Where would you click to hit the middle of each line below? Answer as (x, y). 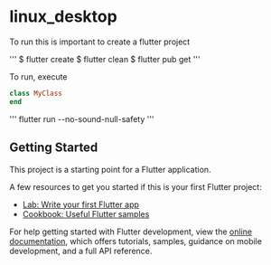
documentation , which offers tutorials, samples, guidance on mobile (135, 241)
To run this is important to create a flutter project (100, 42)
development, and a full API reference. (81, 251)
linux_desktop (63, 17)
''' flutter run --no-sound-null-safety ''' (82, 118)
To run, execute (38, 76)
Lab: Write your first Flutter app (81, 204)
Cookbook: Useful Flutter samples (86, 213)
